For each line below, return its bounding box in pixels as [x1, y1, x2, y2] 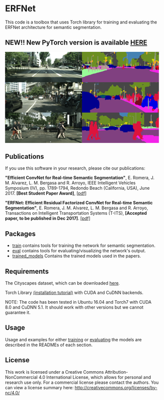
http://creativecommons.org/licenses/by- [75, 384, 158, 390]
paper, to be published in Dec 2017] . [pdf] [5, 216, 91, 222]
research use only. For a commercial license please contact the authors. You [5, 379, 159, 385]
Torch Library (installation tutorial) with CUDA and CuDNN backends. [5, 289, 143, 295]
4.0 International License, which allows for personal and [39, 374, 151, 380]
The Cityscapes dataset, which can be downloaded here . [5, 280, 120, 286]
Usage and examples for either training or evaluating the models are [5, 336, 142, 342]
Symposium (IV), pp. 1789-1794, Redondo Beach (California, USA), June [5, 185, 150, 191]
